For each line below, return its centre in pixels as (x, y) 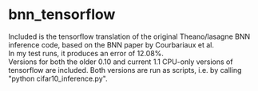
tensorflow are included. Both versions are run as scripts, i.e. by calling (125, 70)
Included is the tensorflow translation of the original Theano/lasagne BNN (129, 36)
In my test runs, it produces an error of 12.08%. (86, 53)
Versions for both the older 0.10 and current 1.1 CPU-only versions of (121, 62)
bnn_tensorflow (62, 15)
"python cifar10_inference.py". (58, 78)
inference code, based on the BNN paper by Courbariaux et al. (111, 44)
